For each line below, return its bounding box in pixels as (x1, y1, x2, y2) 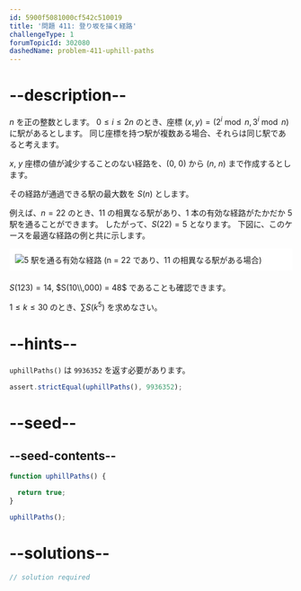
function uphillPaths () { (9, 472, 106, 481)
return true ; (17, 489, 66, 498)
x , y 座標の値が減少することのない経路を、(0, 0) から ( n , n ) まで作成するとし (9, 158, 292, 169)
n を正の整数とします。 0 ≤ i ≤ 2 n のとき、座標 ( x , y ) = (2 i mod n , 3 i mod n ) (9, 115, 289, 127)
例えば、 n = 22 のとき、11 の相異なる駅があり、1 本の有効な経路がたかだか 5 (9, 207, 293, 218)
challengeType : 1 (9, 30, 75, 39)
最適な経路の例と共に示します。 (32, 230, 150, 241)
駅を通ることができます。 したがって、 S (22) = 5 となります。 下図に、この (9, 218, 285, 229)
